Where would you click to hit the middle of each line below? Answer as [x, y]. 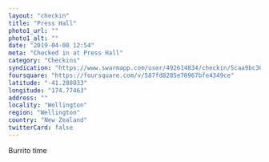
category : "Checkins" [44, 61]
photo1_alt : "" [34, 38]
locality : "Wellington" [48, 105]
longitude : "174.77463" [48, 90]
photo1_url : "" [34, 30]
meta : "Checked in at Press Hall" [66, 53]
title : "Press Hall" [43, 23]
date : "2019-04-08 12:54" [51, 46]
